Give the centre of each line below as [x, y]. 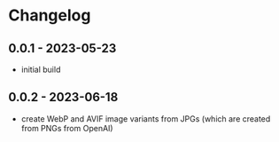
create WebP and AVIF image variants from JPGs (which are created [146, 118]
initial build [41, 69]
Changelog [50, 16]
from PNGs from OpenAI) [67, 128]
